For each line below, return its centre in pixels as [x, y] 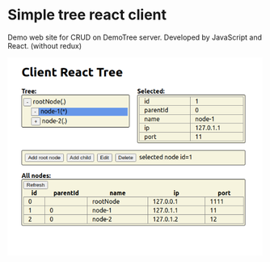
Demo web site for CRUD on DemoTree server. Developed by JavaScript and [135, 37]
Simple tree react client [87, 15]
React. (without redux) [45, 45]
